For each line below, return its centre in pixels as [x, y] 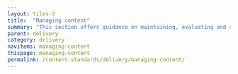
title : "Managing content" [49, 20]
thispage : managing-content [49, 54]
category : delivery [36, 40]
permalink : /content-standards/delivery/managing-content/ [96, 60]
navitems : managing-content [49, 47]
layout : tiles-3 [31, 14]
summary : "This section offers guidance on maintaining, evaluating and [117, 27]
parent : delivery [33, 33]
